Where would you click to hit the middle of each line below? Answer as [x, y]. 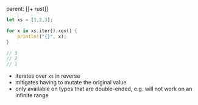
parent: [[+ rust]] [27, 9]
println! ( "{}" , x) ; [42, 36]
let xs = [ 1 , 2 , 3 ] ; [30, 20]
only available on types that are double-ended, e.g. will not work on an [104, 89]
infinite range [32, 95]
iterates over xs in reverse [48, 76]
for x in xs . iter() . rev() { [42, 31]
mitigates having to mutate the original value [71, 83]
